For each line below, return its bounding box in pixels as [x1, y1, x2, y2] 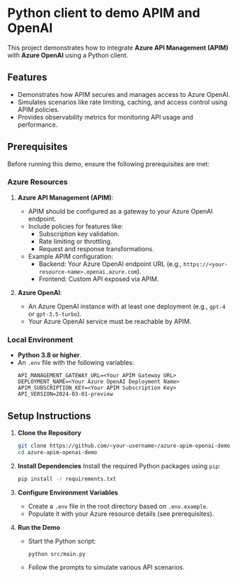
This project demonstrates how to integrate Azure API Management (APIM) [7, 43, 229, 52]
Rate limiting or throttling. [38, 237, 112, 245]
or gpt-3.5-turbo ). [28, 309, 82, 318]
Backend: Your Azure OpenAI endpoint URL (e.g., [38, 260, 183, 268]
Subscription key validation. [38, 229, 120, 238]
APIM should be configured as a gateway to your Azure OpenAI [28, 207, 214, 215]
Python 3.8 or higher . [17, 351, 82, 359]
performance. [17, 120, 58, 129]
